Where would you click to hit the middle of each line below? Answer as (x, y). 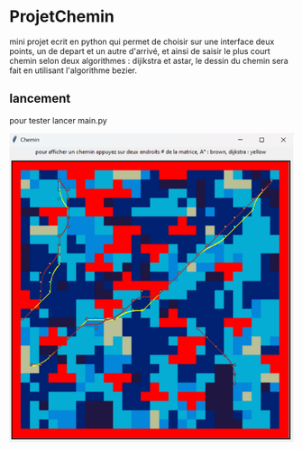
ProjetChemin (62, 17)
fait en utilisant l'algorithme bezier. (73, 70)
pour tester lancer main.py (59, 120)
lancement (40, 99)
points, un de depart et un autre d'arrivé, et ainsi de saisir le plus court (140, 51)
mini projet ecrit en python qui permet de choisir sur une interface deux (142, 41)
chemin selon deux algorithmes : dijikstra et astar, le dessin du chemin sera (149, 60)
